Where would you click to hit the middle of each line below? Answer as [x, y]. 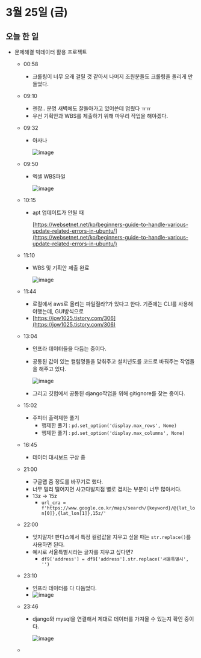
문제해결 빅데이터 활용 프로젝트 [51, 52]
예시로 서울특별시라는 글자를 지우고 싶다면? [83, 552]
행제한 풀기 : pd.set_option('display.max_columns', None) [113, 433]
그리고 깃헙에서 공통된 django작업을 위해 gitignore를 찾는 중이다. [109, 393]
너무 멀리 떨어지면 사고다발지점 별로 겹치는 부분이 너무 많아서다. [107, 489]
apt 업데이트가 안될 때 [58, 212]
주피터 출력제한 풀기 [56, 418]
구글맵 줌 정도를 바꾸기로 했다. [68, 481]
